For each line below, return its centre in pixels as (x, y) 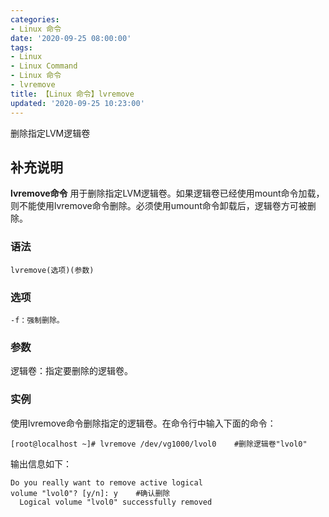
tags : (21, 47)
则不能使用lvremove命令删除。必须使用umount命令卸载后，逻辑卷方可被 (159, 206)
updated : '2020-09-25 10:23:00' (77, 103)
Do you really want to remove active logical (106, 482)
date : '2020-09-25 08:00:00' (71, 38)
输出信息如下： (41, 463)
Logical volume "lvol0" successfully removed (116, 502)
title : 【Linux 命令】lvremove (72, 94)
